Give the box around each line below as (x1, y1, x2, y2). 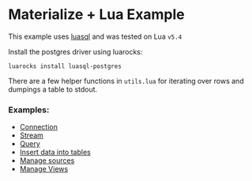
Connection (19, 123, 58, 132)
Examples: (8, 104, 50, 115)
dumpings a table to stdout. (8, 85, 98, 94)
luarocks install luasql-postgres (8, 62, 122, 70)
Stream (19, 130, 43, 140)
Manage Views (19, 164, 69, 174)
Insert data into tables (19, 148, 91, 157)
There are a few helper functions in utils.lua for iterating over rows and (8, 76, 244, 85)
